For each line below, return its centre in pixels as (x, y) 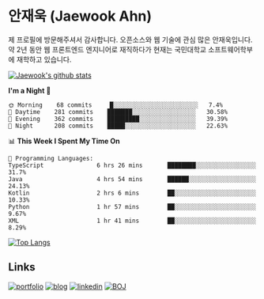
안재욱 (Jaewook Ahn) (80, 16)
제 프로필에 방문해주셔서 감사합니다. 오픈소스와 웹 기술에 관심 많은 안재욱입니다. (130, 40)
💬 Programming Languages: (51, 158)
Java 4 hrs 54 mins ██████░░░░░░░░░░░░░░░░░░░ (132, 179)
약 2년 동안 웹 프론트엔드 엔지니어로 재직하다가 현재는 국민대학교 (107, 49)
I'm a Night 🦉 (30, 90)
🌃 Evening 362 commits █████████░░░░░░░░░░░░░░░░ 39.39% (118, 119)
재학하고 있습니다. (44, 59)
